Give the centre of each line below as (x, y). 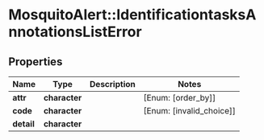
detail (23, 124)
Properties (36, 62)
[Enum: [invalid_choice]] (189, 111)
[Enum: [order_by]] (180, 98)
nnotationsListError (75, 32)
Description (113, 84)
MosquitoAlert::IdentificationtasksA (132, 15)
